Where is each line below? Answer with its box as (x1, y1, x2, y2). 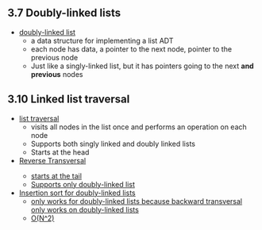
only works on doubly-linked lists (30, 205, 140, 214)
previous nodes (30, 69, 83, 79)
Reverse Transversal (18, 155, 87, 165)
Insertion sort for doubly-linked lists (18, 188, 136, 197)
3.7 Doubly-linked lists (7, 6, 121, 20)
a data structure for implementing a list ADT (30, 36, 174, 45)
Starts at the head (30, 147, 90, 157)
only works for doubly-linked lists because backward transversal (30, 196, 243, 205)
